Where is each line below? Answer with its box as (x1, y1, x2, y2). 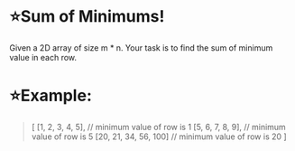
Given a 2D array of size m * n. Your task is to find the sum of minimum (9, 42, 273, 53)
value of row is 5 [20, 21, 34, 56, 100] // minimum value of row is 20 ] (31, 131, 287, 142)
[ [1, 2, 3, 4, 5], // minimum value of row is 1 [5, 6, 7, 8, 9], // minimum (31, 121, 286, 132)
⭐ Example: (9, 86, 92, 106)
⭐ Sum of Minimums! (9, 6, 165, 27)
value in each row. (9, 52, 78, 62)
